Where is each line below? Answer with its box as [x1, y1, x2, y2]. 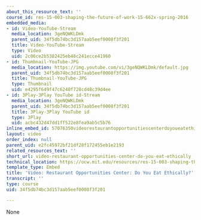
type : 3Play [11, 114, 42, 120]
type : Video [11, 48, 42, 54]
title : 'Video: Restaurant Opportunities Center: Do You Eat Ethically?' [6, 170, 194, 176]
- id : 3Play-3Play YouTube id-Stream [6, 92, 100, 98]
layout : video [6, 131, 42, 137]
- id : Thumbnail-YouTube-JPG [6, 59, 79, 65]
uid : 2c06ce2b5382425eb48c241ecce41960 [11, 53, 111, 59]
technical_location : [6, 159, 58, 165]
